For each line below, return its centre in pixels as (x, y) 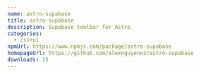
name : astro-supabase (39, 14)
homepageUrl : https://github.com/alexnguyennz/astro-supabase (100, 54)
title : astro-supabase (41, 20)
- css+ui (26, 40)
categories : (25, 33)
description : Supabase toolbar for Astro (69, 27)
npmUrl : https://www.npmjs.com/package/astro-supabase (90, 47)
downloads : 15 (28, 60)
